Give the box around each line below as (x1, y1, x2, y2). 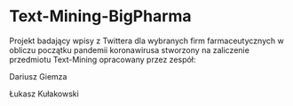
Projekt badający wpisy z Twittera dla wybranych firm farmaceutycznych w (9, 35, 284, 46)
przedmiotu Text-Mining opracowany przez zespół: (9, 54, 196, 64)
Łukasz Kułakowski (9, 88, 80, 99)
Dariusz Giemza (9, 71, 67, 81)
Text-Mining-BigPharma (9, 6, 193, 26)
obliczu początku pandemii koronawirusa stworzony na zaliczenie (9, 44, 250, 55)
